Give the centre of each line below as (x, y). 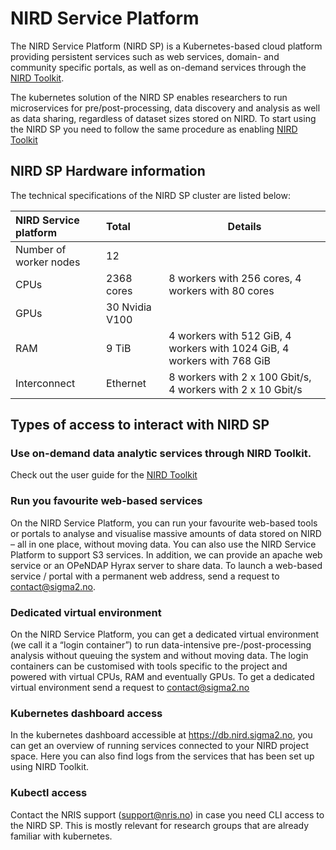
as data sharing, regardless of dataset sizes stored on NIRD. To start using (163, 118)
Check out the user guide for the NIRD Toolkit (104, 475)
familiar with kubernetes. (61, 836)
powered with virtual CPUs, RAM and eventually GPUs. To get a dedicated (162, 677)
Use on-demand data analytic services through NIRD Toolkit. (161, 454)
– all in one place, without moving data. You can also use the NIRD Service (163, 544)
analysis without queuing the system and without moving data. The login (159, 656)
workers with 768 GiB (220, 360)
